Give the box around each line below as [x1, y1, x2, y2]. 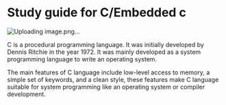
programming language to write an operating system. [7, 55, 158, 63]
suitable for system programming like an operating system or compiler [7, 82, 205, 91]
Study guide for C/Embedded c [7, 5, 187, 20]
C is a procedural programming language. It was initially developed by [7, 40, 204, 48]
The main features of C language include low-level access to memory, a [7, 68, 210, 76]
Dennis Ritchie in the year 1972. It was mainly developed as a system [7, 48, 201, 56]
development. [7, 90, 46, 98]
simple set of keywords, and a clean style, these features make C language [7, 75, 219, 83]
